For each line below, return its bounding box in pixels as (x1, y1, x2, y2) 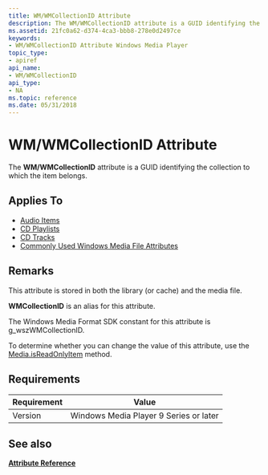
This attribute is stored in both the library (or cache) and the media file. (8, 286, 242, 295)
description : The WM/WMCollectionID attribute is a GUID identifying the (8, 19, 261, 27)
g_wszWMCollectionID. (8, 325, 85, 335)
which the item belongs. (8, 171, 88, 181)
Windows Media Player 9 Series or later (70, 410, 219, 421)
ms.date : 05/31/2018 (8, 101, 78, 109)
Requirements (8, 372, 80, 386)
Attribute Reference (8, 458, 76, 468)
